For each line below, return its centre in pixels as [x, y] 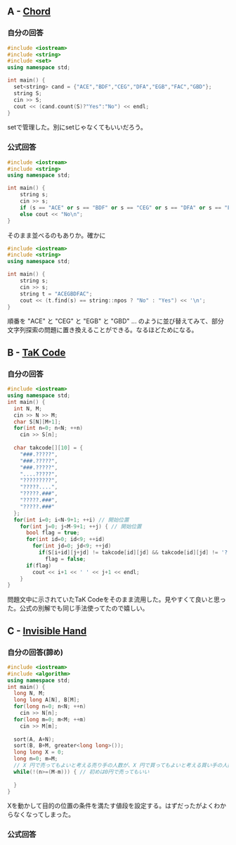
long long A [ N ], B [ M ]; [47, 700]
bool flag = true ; [53, 533]
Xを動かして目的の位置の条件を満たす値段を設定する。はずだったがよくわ [114, 806]
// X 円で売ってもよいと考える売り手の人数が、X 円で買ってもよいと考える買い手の [118, 765]
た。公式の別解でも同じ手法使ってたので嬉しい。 [78, 609]
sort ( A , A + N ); [34, 739]
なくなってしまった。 [44, 815]
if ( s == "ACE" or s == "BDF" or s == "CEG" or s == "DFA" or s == [121, 208]
